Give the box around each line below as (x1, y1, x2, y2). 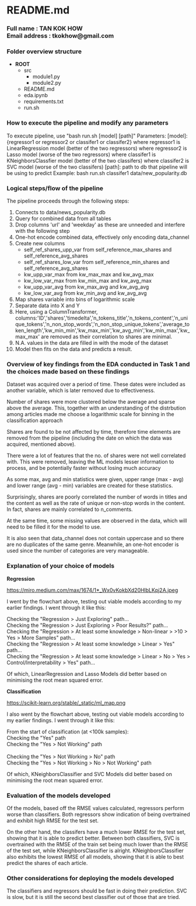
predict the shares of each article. (6, 859, 88, 866)
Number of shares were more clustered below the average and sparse (6, 399, 176, 406)
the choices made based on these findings (6, 367, 130, 375)
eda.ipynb (23, 92, 48, 99)
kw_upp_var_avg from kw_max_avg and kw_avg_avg (23, 283, 149, 290)
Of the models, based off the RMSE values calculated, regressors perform (6, 804, 184, 811)
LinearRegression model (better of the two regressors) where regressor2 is (6, 145, 187, 152)
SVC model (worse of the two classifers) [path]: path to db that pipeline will (6, 163, 187, 170)
